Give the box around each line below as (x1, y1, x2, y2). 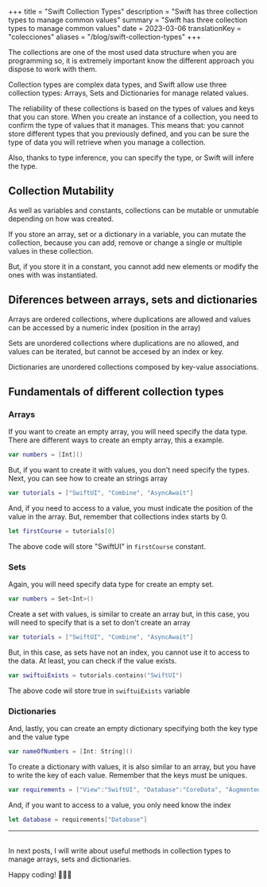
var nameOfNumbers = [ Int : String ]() (8, 748, 133, 756)
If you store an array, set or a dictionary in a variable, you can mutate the (8, 229, 246, 239)
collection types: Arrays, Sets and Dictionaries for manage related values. (8, 88, 249, 98)
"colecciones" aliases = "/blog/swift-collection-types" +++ (8, 32, 201, 41)
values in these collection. (8, 246, 94, 255)
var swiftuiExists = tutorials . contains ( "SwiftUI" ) (8, 671, 183, 679)
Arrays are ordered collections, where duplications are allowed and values (8, 314, 251, 324)
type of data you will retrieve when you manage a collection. (8, 138, 206, 146)
